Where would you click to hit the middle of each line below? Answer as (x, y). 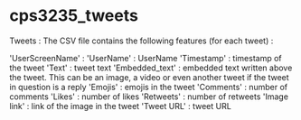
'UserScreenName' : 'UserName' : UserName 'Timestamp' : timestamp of (146, 58)
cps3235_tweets (74, 16)
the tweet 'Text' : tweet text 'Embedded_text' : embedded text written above (151, 68)
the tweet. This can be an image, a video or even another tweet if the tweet (149, 77)
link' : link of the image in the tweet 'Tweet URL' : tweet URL (121, 106)
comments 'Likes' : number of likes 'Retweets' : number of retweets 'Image (149, 97)
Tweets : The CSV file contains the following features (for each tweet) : (141, 41)
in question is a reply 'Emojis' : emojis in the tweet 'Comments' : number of (149, 87)
